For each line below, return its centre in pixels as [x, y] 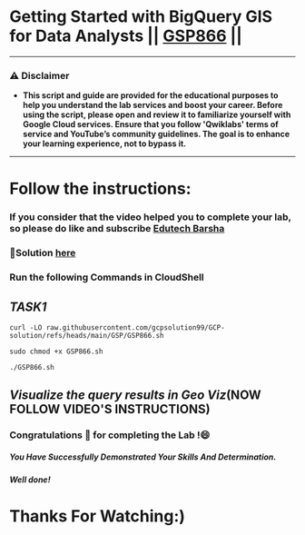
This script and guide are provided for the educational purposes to [150, 95]
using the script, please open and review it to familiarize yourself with [157, 114]
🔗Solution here [43, 253]
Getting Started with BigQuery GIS [141, 17]
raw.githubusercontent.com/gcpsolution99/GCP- [135, 328]
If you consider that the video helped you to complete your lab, [151, 217]
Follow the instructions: [101, 189]
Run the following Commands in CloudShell [107, 277]
